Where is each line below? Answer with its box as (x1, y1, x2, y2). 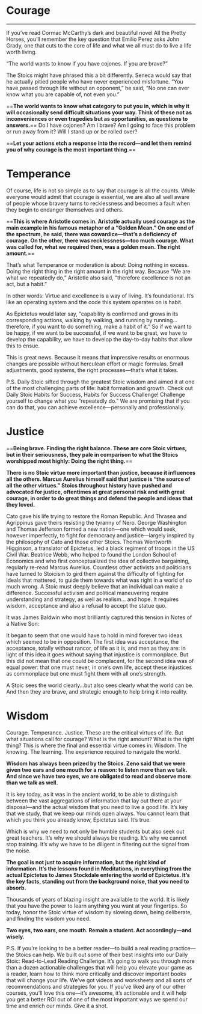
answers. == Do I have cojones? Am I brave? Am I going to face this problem (6, 121, 195, 129)
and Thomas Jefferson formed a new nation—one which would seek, (6, 525, 177, 533)
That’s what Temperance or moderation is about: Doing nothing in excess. (6, 261, 189, 268)
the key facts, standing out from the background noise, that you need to (6, 878, 189, 885)
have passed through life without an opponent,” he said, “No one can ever (6, 84, 189, 91)
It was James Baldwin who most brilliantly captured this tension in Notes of (6, 614, 192, 621)
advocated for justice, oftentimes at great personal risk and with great (6, 488, 185, 495)
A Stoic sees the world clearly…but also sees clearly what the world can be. (6, 682, 194, 689)
